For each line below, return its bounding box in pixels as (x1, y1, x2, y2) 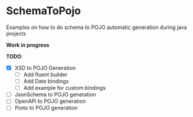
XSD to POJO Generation (14, 64, 76, 71)
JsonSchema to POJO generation (14, 91, 96, 98)
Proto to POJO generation (14, 105, 78, 112)
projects (6, 30, 27, 37)
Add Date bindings (23, 78, 69, 85)
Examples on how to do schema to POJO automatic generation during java (6, 24, 187, 31)
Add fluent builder (23, 71, 68, 78)
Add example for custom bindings (23, 84, 106, 92)
